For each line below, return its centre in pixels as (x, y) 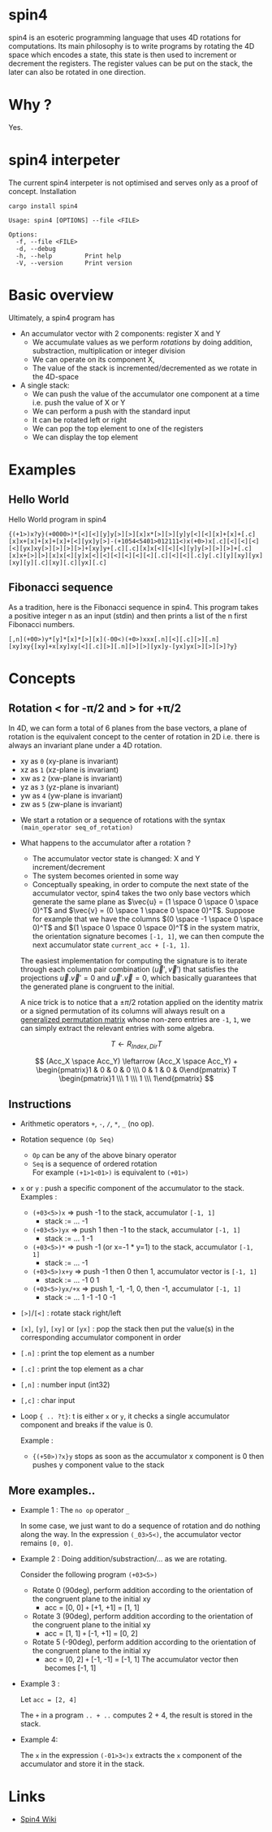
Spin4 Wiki (38, 1819)
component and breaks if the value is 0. (86, 1425)
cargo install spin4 (43, 206)
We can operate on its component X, (93, 359)
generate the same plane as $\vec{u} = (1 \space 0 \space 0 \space (145, 901)
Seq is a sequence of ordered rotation (95, 1164)
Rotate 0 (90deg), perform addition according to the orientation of (142, 1590)
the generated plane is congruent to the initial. (97, 986)
